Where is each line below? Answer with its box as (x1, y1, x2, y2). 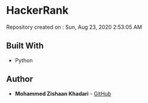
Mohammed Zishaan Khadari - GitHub (14, 90, 111, 97)
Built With (6, 41, 44, 51)
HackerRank (6, 4, 69, 17)
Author (6, 74, 33, 84)
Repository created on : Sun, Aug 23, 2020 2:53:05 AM (6, 23, 143, 31)
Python (14, 56, 33, 63)
